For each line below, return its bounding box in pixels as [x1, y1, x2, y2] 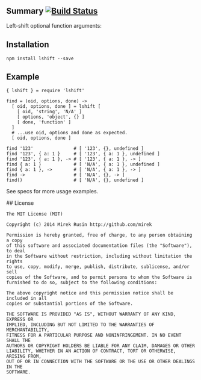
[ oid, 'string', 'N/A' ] [17, 109, 82, 115]
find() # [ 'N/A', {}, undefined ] [6, 177, 144, 184]
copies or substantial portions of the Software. [6, 301, 134, 307]
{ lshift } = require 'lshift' [6, 88, 85, 94]
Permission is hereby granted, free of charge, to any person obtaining [6, 232, 193, 238]
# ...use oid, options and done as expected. [11, 130, 128, 136]
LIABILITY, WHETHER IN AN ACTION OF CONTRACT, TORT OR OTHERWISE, [6, 348, 176, 354]
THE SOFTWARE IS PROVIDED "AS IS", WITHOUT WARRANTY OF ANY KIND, [6, 311, 176, 317]
